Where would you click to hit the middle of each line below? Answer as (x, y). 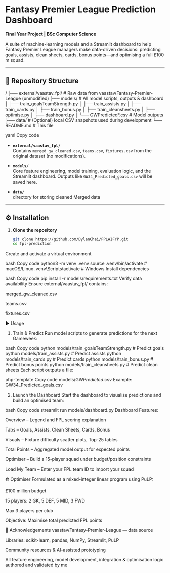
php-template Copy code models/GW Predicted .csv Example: (69, 380)
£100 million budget (26, 491)
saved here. (25, 182)
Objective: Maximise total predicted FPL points (54, 520)
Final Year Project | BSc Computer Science (51, 34)
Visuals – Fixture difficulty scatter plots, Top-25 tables (61, 440)
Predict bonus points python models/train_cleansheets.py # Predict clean (81, 365)
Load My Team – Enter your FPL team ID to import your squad (70, 469)
